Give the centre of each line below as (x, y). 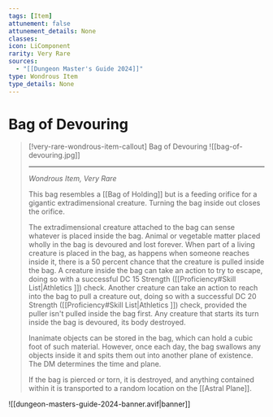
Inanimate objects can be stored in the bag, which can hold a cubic (141, 338)
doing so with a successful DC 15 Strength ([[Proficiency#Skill (132, 279)
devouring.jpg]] (54, 155)
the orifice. (46, 211)
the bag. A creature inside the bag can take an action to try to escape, (145, 271)
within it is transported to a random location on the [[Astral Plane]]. (140, 389)
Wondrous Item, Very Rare (72, 179)
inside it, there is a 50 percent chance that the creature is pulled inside (146, 262)
